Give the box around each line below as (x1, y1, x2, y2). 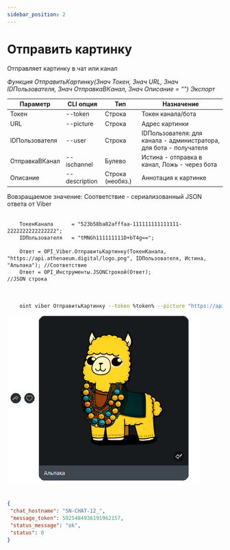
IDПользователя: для (141, 129, 203, 137)
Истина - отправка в (141, 153, 203, 161)
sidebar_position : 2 (7, 11, 66, 18)
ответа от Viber (7, 200, 52, 208)
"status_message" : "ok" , (10, 522, 81, 529)
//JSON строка (7, 275, 48, 283)
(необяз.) (105, 177, 132, 185)
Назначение (162, 100, 200, 108)
